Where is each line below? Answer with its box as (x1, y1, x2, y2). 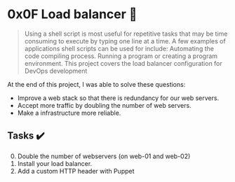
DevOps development (24, 66, 88, 75)
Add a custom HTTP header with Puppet (17, 167, 135, 175)
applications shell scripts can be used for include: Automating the (24, 44, 214, 52)
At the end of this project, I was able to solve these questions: (7, 80, 186, 88)
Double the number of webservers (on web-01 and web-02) (17, 152, 191, 160)
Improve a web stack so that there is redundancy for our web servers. (17, 94, 220, 102)
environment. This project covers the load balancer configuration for (24, 59, 222, 67)
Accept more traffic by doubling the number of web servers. (17, 101, 192, 109)
